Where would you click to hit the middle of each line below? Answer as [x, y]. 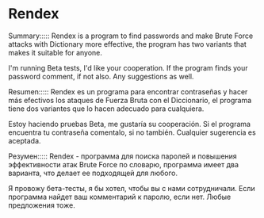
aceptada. [25, 140]
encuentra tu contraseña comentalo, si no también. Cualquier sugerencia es [132, 132]
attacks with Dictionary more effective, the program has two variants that [128, 44]
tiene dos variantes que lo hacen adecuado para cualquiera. [106, 109]
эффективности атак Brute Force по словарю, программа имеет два [124, 164]
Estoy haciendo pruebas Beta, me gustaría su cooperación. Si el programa [130, 124]
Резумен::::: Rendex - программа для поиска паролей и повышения [123, 156]
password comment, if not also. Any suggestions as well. [101, 76]
